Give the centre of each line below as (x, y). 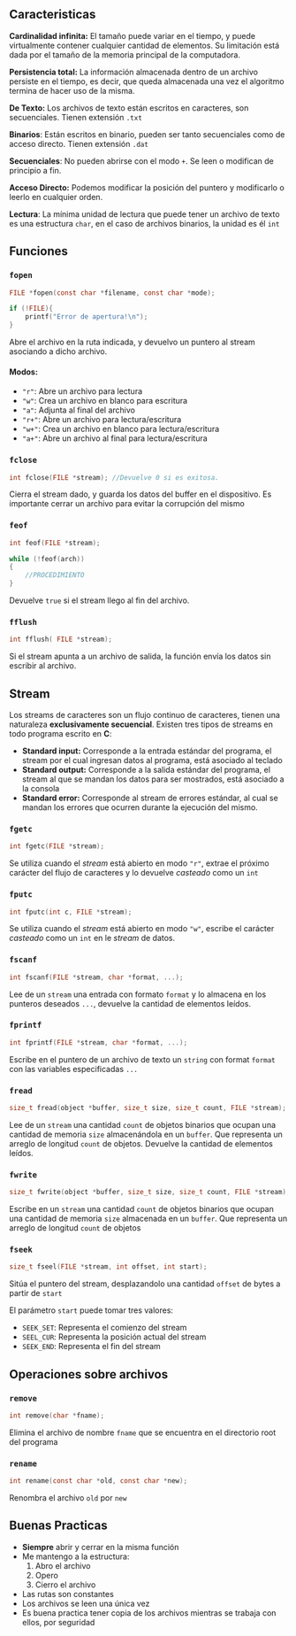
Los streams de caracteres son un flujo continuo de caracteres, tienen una (145, 715)
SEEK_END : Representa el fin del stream (91, 1347)
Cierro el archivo (65, 1585)
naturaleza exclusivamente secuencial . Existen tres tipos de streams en (141, 724)
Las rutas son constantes (68, 1594)
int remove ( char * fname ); (57, 1416)
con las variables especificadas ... (74, 1069)
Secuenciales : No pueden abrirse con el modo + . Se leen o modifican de (141, 161)
